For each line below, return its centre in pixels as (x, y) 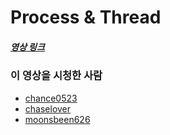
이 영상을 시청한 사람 (56, 76)
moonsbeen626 (57, 119)
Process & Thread (86, 17)
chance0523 (51, 98)
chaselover (48, 108)
